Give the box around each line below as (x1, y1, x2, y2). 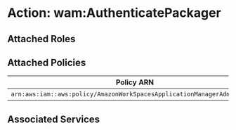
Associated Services (7, 113, 100, 125)
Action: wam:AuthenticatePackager (7, 5, 221, 21)
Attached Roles (7, 33, 76, 45)
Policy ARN (115, 77, 155, 87)
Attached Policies (7, 56, 86, 68)
